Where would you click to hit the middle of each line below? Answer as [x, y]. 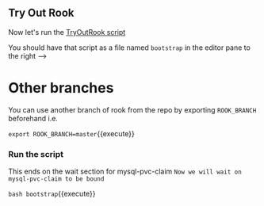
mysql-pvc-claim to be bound [56, 179]
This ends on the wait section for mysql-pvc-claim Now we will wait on [125, 172]
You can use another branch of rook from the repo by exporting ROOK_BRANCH [132, 109]
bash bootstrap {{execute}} [52, 194]
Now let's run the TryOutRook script [67, 32]
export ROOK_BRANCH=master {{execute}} [71, 133]
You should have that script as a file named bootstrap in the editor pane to [130, 48]
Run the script [36, 154]
